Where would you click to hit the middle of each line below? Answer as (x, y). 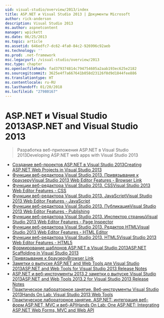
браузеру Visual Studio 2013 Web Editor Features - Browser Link (77, 180)
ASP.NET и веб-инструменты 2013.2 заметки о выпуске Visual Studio (84, 274)
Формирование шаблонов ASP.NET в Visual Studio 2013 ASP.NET (79, 248)
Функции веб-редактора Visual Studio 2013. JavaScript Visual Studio (82, 196)
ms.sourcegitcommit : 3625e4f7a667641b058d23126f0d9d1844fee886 (71, 73)
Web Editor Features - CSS (39, 191)
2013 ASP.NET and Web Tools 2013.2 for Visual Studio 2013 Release (80, 279)
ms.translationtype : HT (29, 78)
